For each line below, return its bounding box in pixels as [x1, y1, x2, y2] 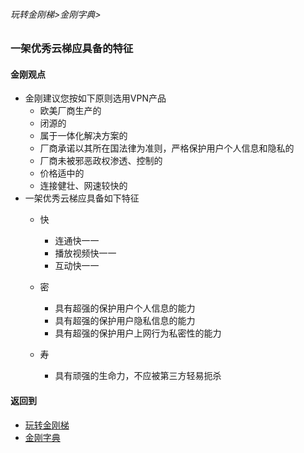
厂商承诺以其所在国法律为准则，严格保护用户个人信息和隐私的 [39, 142, 295, 154]
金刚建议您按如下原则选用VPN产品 [24, 92, 167, 104]
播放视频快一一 [54, 247, 117, 259]
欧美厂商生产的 [39, 105, 102, 117]
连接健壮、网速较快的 [39, 180, 128, 192]
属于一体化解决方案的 [39, 130, 128, 142]
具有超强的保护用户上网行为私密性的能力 [54, 327, 222, 339]
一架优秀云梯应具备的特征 [10, 42, 134, 56]
